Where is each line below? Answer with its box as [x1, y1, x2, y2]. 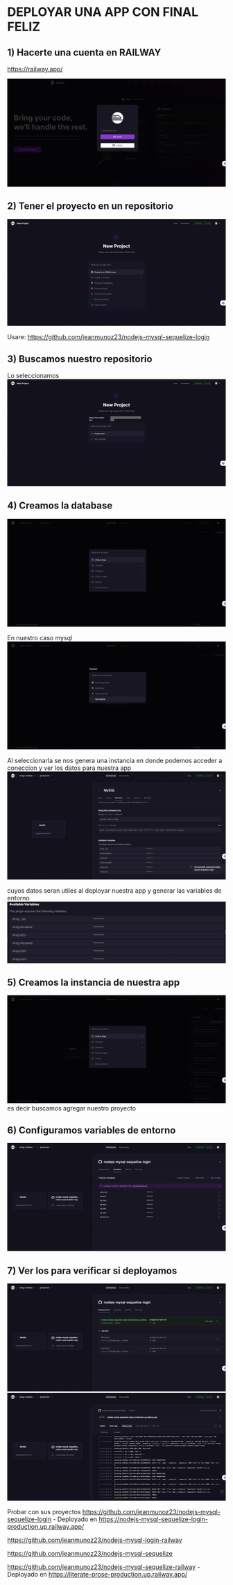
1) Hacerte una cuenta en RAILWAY [7, 46, 162, 58]
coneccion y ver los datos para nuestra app [7, 764, 132, 772]
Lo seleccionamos [7, 372, 60, 380]
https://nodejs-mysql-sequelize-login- [98, 1515, 208, 1523]
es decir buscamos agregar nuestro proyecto [7, 1104, 137, 1113]
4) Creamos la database [7, 500, 113, 512]
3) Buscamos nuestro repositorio [7, 353, 153, 365]
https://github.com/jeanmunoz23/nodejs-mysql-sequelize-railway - [7, 1563, 200, 1571]
